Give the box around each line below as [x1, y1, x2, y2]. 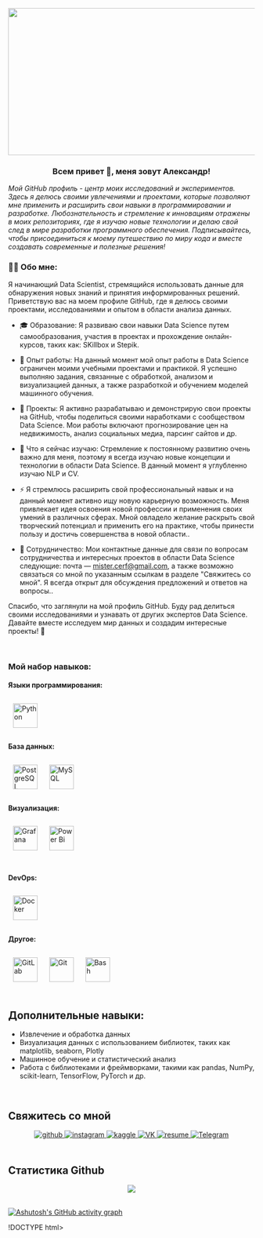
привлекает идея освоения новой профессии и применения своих [19, 504, 243, 513]
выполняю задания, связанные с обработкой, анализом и [19, 372, 214, 381]
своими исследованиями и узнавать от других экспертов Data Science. [8, 610, 248, 619]
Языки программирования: [8, 680, 103, 690]
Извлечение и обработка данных [19, 1029, 131, 1039]
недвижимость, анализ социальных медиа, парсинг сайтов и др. [19, 428, 237, 438]
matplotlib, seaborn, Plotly [19, 1047, 104, 1056]
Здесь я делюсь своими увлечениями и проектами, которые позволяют [8, 192, 250, 202]
